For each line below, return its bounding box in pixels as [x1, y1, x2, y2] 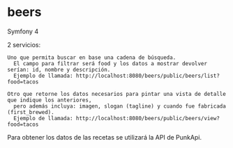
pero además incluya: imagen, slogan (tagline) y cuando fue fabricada [13, 102, 227, 110]
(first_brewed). [7, 108, 54, 115]
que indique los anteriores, [7, 97, 92, 104]
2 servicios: [7, 40, 40, 49]
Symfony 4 [7, 27, 39, 35]
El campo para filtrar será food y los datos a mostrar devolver [13, 60, 208, 67]
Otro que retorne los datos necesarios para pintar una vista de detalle [7, 90, 227, 97]
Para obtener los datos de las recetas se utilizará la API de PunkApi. [7, 133, 202, 141]
